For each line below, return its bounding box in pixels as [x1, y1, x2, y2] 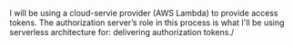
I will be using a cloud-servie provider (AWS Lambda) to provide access [9, 8, 279, 18]
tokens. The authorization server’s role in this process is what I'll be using [9, 17, 285, 28]
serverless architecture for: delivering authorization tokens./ [9, 27, 235, 37]
